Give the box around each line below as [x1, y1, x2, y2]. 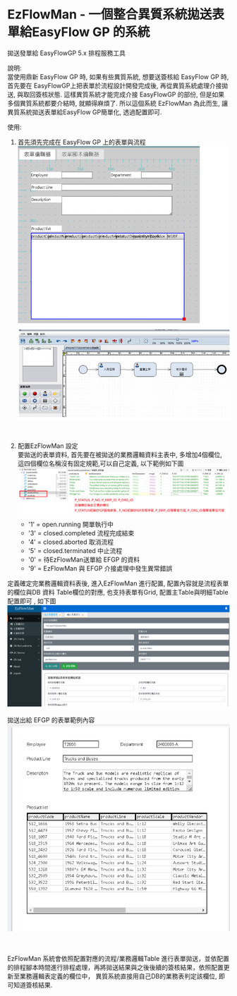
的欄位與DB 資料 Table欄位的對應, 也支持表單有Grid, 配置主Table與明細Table [7, 588, 229, 596]
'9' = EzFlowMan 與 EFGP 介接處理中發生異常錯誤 [28, 564, 173, 572]
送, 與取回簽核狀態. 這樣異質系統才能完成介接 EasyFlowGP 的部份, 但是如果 [7, 90, 225, 99]
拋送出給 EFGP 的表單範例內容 [7, 716, 95, 724]
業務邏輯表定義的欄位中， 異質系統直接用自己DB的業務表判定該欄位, [19, 972, 217, 980]
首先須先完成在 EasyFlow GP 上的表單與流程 [17, 138, 146, 146]
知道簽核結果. [13, 981, 53, 990]
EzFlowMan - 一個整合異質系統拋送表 [7, 6, 224, 23]
